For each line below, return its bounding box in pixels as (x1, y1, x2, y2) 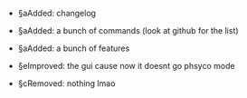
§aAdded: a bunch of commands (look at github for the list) (17, 25, 239, 35)
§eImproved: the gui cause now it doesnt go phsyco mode (17, 61, 235, 71)
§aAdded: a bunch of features (17, 43, 130, 54)
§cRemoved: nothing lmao (17, 78, 116, 89)
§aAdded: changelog (17, 8, 97, 18)
